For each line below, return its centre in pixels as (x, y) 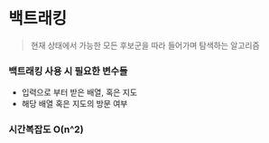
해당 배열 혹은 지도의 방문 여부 (74, 104)
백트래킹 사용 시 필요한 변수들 (68, 71)
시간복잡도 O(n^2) (46, 129)
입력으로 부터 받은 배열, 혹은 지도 (79, 92)
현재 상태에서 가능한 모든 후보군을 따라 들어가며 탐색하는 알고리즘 (145, 45)
